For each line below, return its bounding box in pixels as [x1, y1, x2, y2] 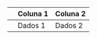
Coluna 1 [17, 9, 49, 18]
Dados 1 [17, 21, 46, 30]
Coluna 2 [54, 9, 86, 18]
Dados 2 [54, 21, 83, 30]
